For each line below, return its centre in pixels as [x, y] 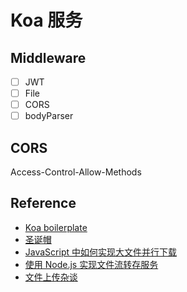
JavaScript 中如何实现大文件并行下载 [100, 252]
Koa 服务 [46, 20]
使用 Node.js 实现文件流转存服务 [91, 264]
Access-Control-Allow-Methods [76, 172]
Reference [43, 203]
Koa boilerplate [56, 227]
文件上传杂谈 [51, 277]
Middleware [48, 57]
